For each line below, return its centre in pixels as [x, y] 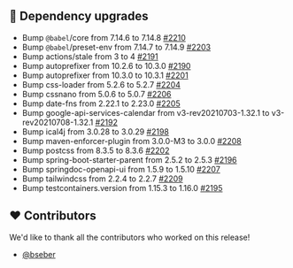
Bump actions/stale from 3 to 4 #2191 [90, 56]
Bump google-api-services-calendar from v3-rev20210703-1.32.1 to [146, 112]
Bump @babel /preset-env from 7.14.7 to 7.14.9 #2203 [116, 47]
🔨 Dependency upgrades [79, 16]
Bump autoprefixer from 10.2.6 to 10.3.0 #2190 [106, 65]
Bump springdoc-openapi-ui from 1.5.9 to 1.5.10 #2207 [121, 169]
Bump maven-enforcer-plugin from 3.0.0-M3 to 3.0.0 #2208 [131, 141]
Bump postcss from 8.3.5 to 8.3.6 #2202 [96, 150]
